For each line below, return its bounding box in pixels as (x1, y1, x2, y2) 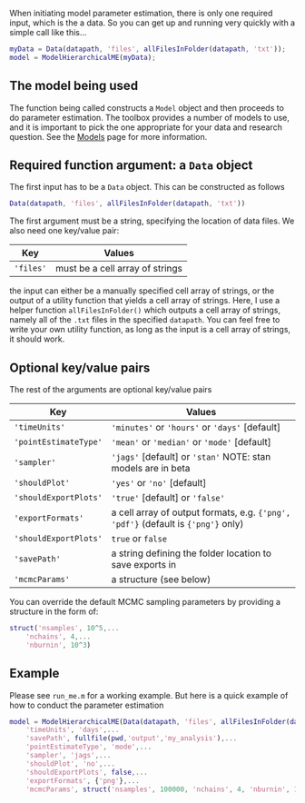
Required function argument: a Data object (9, 157, 253, 173)
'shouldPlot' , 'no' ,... (25, 758, 116, 768)
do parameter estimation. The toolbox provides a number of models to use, (9, 112, 290, 123)
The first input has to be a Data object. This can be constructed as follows (9, 182, 285, 193)
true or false (111, 532, 168, 545)
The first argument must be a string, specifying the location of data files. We (9, 215, 295, 226)
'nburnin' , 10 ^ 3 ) (25, 640, 92, 649)
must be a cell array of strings (55, 263, 183, 275)
